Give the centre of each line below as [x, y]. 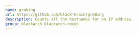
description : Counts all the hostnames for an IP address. [70, 19]
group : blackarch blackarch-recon [42, 24]
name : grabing [20, 10]
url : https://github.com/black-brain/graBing [54, 14]
